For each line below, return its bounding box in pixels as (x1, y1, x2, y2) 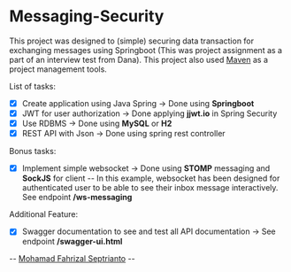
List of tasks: (9, 81, 56, 91)
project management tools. (9, 64, 108, 74)
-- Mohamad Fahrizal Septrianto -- (9, 253, 135, 264)
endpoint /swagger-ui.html (21, 237, 123, 247)
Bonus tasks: (9, 146, 57, 157)
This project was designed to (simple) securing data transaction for (9, 35, 255, 46)
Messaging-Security (9, 6, 165, 27)
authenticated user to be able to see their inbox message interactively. (21, 183, 279, 193)
